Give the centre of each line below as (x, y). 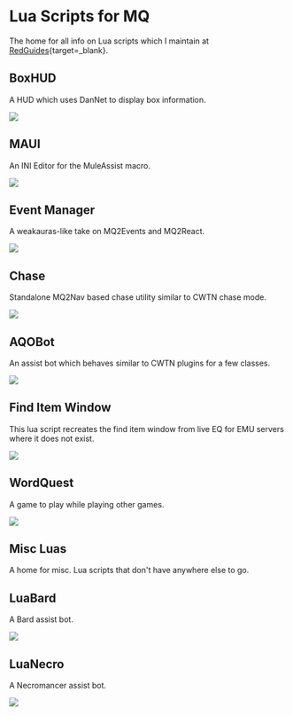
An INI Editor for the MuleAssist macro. (80, 165)
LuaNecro (37, 664)
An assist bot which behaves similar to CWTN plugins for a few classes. (140, 363)
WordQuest (42, 483)
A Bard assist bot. (41, 619)
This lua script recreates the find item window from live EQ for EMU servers (147, 429)
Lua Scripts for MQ (80, 16)
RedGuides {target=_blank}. (59, 50)
